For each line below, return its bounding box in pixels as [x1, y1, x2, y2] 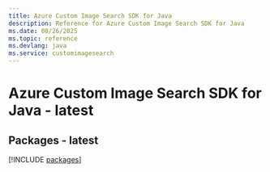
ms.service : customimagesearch [8, 49, 114, 57]
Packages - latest [8, 133, 99, 147]
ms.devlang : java [8, 42, 67, 50]
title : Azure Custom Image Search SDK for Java [8, 11, 173, 20]
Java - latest [8, 102, 94, 120]
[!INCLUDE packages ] [8, 155, 82, 164]
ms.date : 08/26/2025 [8, 27, 79, 35]
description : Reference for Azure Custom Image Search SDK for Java [8, 19, 245, 27]
